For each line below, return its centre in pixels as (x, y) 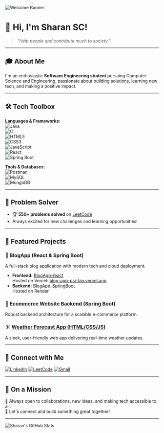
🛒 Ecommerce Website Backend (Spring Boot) (60, 303)
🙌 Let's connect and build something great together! (58, 411)
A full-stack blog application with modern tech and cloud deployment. (75, 266)
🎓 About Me (25, 61)
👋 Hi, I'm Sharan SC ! (46, 27)
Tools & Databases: (25, 167)
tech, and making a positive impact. (41, 86)
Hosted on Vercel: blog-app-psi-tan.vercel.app (59, 281)
